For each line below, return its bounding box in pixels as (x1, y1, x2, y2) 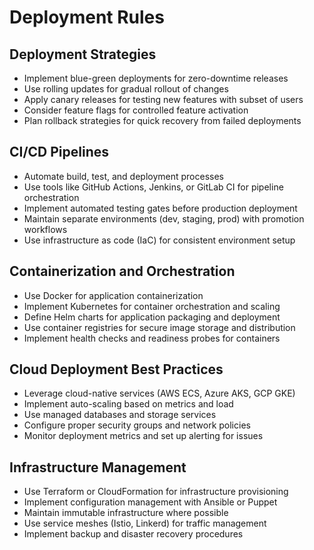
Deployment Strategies (9, 46, 157, 63)
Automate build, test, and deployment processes (23, 170, 225, 182)
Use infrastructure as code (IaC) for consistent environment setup (23, 234, 296, 246)
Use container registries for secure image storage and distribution (23, 321, 296, 333)
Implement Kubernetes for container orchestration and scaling (23, 300, 281, 312)
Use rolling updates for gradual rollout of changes (23, 83, 229, 95)
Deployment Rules (9, 6, 165, 29)
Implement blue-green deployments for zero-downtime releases (23, 72, 289, 84)
